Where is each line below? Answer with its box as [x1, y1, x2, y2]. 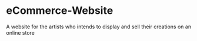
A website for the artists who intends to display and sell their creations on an [6, 23, 192, 30]
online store [6, 29, 35, 36]
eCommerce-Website [6, 4, 113, 17]
